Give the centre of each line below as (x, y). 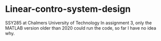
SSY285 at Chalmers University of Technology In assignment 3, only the (79, 23)
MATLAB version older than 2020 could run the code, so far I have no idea (81, 28)
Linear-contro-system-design (68, 9)
